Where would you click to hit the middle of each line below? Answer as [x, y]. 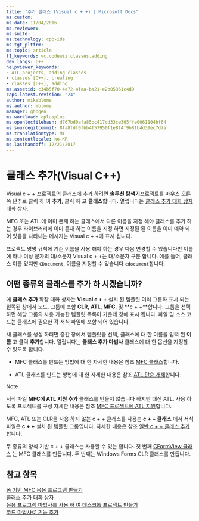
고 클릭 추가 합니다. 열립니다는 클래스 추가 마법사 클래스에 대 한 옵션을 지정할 [100, 342]
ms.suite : [18, 34]
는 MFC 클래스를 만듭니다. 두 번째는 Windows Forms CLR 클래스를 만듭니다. [102, 454]
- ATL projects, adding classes [46, 73]
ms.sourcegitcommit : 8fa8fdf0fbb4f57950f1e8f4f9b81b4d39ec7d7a [86, 128]
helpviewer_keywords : [33, 67]
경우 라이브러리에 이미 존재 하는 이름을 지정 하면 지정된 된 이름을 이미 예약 [98, 228]
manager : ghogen [26, 111]
